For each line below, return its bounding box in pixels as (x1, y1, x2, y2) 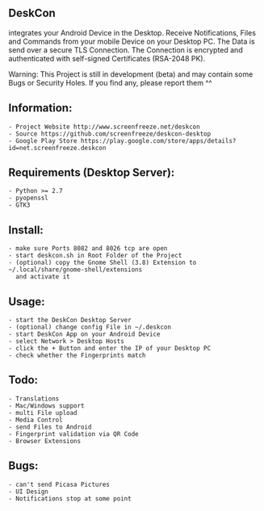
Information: (8, 101, 73, 115)
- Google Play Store (8, 136, 78, 145)
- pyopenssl (8, 194, 48, 203)
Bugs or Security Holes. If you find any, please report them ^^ (8, 77, 212, 87)
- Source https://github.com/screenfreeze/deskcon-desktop (8, 129, 212, 138)
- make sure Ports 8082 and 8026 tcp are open (8, 245, 168, 253)
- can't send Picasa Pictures (8, 480, 111, 488)
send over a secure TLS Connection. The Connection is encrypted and (8, 44, 244, 55)
